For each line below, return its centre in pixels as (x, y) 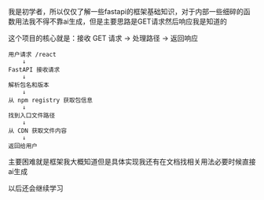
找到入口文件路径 (32, 116)
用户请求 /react (32, 54)
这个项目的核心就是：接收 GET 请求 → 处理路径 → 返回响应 (103, 38)
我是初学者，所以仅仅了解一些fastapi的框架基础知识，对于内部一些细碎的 (126, 11)
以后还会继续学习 (36, 188)
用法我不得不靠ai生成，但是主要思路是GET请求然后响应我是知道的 (121, 21)
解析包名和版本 (29, 85)
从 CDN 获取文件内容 (38, 131)
